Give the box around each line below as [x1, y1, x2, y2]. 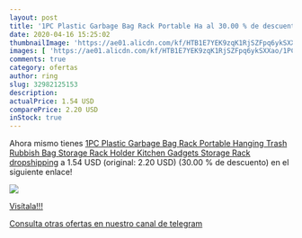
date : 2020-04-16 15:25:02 [9, 30, 111, 39]
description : [9, 88, 58, 97]
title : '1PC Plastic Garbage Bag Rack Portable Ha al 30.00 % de [9, 22, 259, 31]
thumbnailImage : [9, 38, 70, 48]
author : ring [9, 72, 58, 81]
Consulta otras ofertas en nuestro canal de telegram [9, 218, 203, 229]
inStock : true [9, 113, 63, 122]
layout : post [9, 13, 58, 22]
